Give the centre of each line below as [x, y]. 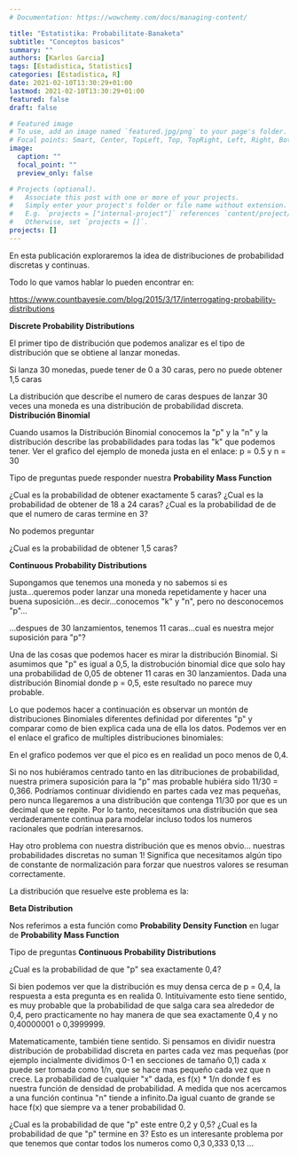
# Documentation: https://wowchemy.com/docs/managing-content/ [129, 17]
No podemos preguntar [52, 531]
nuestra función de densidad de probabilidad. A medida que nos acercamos [148, 1088]
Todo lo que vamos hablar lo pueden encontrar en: [102, 282]
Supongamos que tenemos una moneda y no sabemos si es [118, 582]
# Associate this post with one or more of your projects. [125, 197]
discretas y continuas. [50, 265]
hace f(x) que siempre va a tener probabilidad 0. [98, 1107]
